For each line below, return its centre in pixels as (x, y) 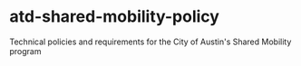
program (25, 51)
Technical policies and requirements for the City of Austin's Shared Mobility (150, 42)
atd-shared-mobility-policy (115, 17)
